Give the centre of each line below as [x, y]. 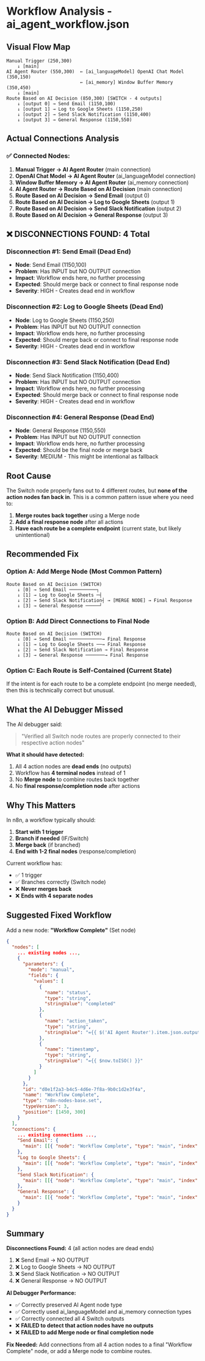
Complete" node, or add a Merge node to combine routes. [79, 1351]
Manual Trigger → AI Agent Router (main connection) [83, 169]
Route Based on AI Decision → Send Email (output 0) [82, 195]
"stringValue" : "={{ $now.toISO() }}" [94, 1061]
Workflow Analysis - [59, 11]
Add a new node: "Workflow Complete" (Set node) [71, 930]
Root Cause [29, 476]
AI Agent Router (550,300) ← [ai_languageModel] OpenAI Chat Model [95, 72]
